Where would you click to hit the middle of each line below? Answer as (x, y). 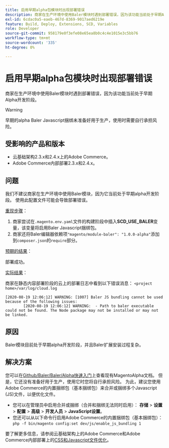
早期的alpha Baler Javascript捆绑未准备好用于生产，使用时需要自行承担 (79, 120)
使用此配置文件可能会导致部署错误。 (53, 200)
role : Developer (22, 29)
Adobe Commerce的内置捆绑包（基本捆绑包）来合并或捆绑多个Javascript (81, 388)
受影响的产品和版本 (35, 144)
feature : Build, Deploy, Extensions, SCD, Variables (62, 24)
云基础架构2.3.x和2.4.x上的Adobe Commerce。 (61, 157)
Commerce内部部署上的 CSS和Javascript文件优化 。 (58, 440)
